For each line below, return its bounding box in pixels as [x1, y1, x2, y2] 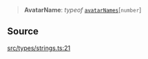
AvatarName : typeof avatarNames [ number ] [23, 6, 142, 14]
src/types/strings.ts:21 [7, 44, 71, 52]
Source [7, 25, 39, 37]
